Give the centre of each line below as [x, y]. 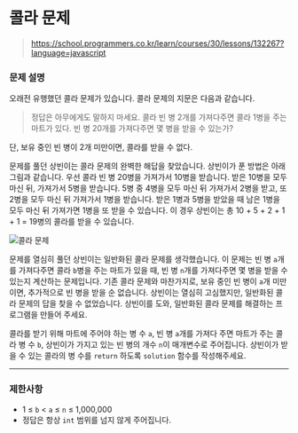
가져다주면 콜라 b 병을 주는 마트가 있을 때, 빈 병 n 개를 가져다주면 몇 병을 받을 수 [153, 271]
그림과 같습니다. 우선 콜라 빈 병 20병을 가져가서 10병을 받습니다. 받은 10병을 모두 [149, 177]
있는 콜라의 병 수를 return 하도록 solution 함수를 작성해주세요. [137, 356]
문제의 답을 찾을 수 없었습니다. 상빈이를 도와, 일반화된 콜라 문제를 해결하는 [146, 303]
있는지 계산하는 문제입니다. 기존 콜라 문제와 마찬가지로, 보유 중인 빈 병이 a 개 [140, 281]
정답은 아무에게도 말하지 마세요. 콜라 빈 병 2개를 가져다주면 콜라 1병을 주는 [159, 117]
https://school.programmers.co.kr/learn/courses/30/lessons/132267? [157, 43]
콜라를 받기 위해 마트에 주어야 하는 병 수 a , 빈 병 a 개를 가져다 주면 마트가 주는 [141, 334]
